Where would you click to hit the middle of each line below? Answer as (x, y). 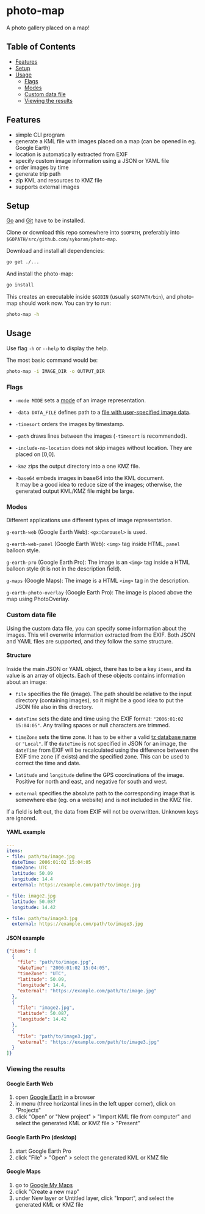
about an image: (27, 682)
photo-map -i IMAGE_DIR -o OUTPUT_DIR (56, 371)
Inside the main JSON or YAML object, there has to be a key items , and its (99, 669)
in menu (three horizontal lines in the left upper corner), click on (95, 1104)
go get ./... (23, 262)
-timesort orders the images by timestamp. (70, 424)
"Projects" (28, 1110)
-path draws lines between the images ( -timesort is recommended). (101, 436)
